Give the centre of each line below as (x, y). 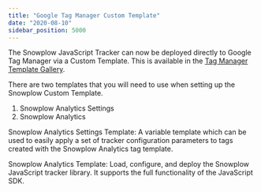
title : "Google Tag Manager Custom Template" (84, 15)
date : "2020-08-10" (40, 23)
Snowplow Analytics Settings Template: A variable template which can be (127, 132)
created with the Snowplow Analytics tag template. (91, 149)
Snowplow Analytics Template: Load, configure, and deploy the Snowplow (129, 164)
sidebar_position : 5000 (47, 30)
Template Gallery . (37, 70)
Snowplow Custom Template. (56, 93)
